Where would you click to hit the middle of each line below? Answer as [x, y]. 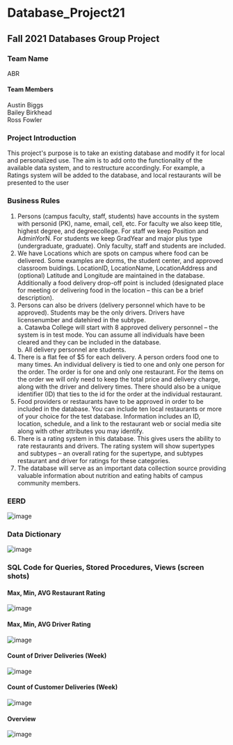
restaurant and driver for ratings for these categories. [94, 460]
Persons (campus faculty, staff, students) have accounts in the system [118, 216]
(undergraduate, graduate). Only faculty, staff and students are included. [121, 246]
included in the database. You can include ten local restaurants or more [120, 409]
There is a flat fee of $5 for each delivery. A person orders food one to [118, 356]
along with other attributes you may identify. [80, 431]
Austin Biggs [25, 105]
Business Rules [34, 201]
